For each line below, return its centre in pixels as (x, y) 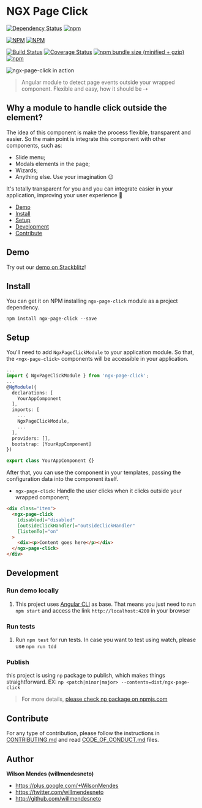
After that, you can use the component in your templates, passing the (94, 472)
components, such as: (34, 145)
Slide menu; (30, 157)
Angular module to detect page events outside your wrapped (98, 82)
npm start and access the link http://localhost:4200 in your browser (103, 610)
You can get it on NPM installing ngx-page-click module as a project (92, 301)
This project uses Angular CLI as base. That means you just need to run (105, 604)
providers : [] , (31, 438)
